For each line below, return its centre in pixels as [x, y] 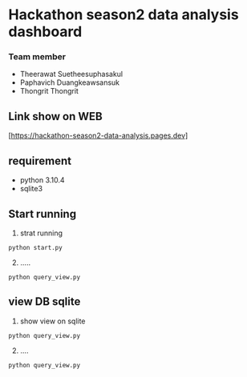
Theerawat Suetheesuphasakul [71, 74]
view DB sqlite [45, 302]
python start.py [35, 247]
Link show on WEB [55, 116]
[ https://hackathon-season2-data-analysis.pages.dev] [98, 136]
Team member [37, 57]
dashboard [45, 32]
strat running [41, 233]
